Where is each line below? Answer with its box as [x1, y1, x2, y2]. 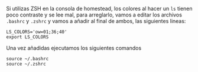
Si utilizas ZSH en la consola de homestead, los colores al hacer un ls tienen [6, 5, 193, 12]
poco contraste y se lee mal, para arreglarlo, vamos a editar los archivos [6, 11, 182, 18]
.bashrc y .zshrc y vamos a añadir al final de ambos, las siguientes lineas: [6, 18, 186, 24]
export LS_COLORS [6, 34, 49, 40]
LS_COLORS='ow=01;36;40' [6, 29, 67, 35]
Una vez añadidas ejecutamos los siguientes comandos [6, 44, 142, 51]
